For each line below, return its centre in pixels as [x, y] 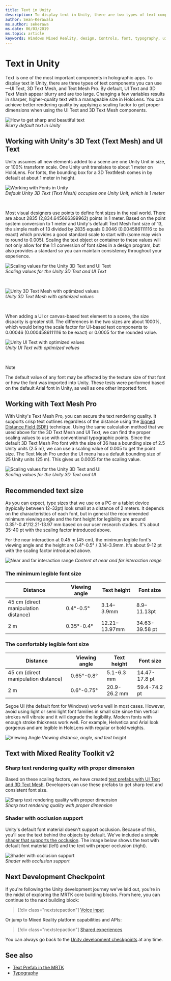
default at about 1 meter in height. [40, 178]
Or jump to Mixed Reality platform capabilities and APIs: [64, 919]
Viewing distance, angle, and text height [84, 737]
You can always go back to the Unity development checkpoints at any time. [84, 939]
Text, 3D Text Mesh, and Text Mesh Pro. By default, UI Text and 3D [86, 88]
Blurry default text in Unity [33, 125]
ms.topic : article [25, 34]
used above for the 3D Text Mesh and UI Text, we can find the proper [78, 432]
